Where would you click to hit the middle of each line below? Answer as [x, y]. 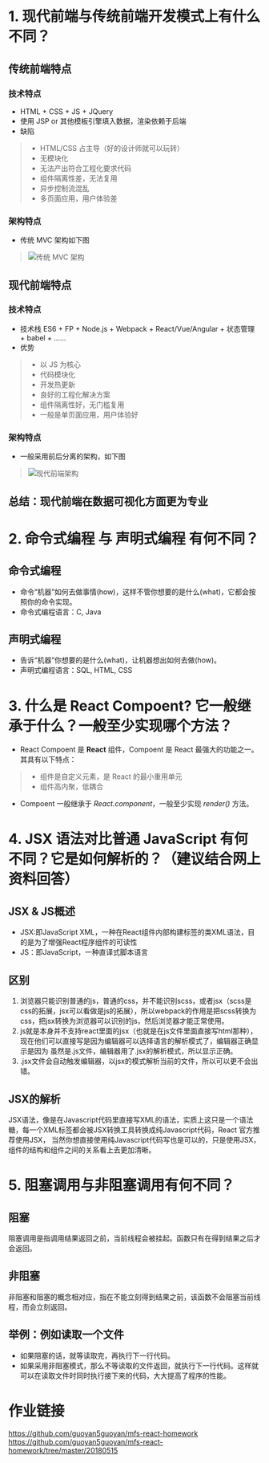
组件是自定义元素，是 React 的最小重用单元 [111, 776]
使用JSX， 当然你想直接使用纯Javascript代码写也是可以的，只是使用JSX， [138, 1139]
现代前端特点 [40, 285]
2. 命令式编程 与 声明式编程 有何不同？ [134, 538]
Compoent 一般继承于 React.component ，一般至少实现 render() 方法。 [137, 804]
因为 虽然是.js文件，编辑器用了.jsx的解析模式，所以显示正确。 [136, 1051]
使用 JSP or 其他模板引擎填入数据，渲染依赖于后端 [103, 120]
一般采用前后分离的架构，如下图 [72, 456]
